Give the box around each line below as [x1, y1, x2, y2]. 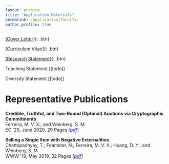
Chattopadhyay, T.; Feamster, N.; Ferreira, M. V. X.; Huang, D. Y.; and [5, 142, 151, 149]
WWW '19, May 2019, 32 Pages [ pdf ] [5, 153, 83, 159]
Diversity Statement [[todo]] [5, 75, 65, 82]
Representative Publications [5, 93, 129, 105]
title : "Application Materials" [5, 12, 74, 17]
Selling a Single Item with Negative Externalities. [5, 137, 111, 143]
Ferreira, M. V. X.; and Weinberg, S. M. [5, 121, 86, 128]
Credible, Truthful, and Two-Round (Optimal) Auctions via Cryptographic [5, 111, 164, 117]
